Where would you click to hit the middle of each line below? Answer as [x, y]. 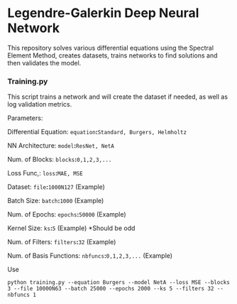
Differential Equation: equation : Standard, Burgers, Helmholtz [97, 132]
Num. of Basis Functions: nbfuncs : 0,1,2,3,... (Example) [90, 256]
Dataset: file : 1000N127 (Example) [56, 187]
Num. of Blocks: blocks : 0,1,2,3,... [60, 159]
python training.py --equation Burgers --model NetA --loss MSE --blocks [119, 283]
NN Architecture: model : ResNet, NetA [61, 146]
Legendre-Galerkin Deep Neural [103, 13]
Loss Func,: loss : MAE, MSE [45, 173]
